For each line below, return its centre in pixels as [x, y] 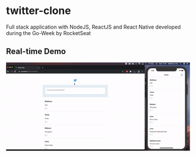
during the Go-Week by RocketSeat [49, 33]
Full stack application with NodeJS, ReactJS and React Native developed [93, 27]
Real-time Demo [36, 52]
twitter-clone [38, 11]
